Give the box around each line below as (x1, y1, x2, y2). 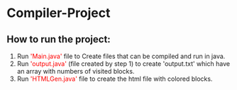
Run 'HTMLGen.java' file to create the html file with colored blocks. (16, 74, 213, 83)
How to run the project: (6, 33, 111, 45)
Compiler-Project (6, 5, 111, 21)
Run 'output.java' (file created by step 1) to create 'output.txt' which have (16, 60, 231, 68)
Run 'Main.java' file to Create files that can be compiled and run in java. (16, 52, 226, 60)
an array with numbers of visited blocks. (16, 67, 135, 75)
